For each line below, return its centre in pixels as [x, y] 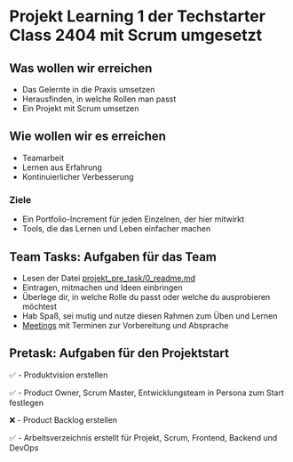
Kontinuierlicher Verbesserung [78, 176]
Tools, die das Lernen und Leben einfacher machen [116, 229]
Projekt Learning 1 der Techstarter [138, 16]
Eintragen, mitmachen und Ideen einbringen [102, 288]
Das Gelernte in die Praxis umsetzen [88, 89]
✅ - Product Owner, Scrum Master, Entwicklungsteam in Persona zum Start [146, 393]
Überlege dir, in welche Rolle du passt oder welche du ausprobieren [146, 296]
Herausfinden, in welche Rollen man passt [99, 99]
